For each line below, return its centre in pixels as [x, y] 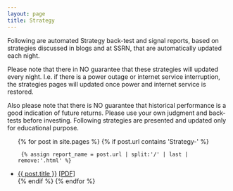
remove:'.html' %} [44, 160]
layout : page [26, 14]
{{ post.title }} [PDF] [46, 173]
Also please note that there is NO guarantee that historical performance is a [117, 105]
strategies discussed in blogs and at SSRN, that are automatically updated [115, 48]
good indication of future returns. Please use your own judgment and [107, 113]
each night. [24, 55]
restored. [20, 92]
